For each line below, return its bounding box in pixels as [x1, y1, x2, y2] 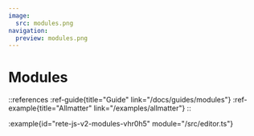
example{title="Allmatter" [8, 103, 92, 113]
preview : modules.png [15, 34, 88, 42]
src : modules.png [15, 19, 74, 27]
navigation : [8, 26, 48, 34]
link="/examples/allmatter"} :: [93, 103, 191, 113]
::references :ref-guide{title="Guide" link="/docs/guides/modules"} [8, 95, 231, 105]
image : [8, 11, 31, 20]
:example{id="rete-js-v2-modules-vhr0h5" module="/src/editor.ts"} [8, 119, 234, 129]
